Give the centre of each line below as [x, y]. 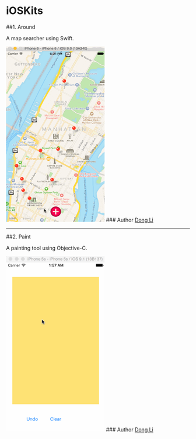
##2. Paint [18, 236]
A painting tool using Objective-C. [47, 248]
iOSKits [25, 11]
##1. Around [21, 27]
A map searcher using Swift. [40, 38]
